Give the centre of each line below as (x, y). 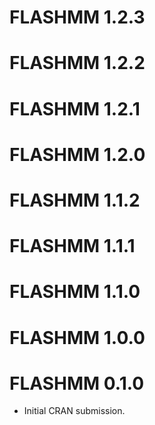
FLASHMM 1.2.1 (75, 108)
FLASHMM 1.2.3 (77, 17)
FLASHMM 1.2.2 (77, 63)
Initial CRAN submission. (74, 411)
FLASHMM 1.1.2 (75, 200)
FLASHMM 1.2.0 (77, 154)
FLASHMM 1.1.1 (72, 246)
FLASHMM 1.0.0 (77, 337)
